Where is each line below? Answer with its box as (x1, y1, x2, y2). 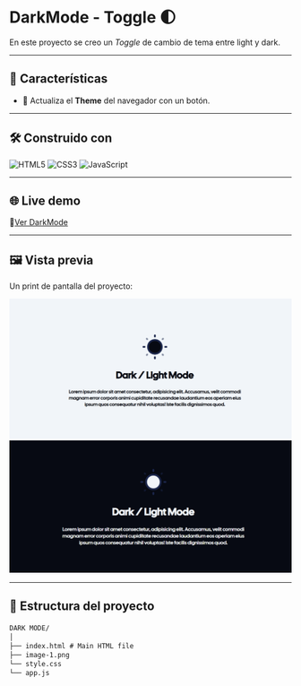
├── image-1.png (9, 650, 70, 659)
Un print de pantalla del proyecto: (9, 281, 133, 291)
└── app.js (9, 668, 50, 677)
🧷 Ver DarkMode (9, 217, 69, 228)
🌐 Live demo (9, 193, 81, 208)
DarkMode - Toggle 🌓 (9, 7, 176, 28)
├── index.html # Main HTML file (9, 641, 134, 650)
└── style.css (9, 659, 63, 668)
